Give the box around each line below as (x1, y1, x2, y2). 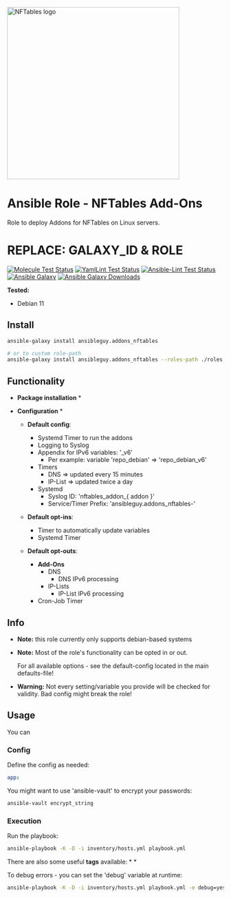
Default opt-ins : (27, 513, 74, 521)
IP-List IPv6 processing (58, 589, 124, 598)
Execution (7, 816, 42, 826)
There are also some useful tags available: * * (7, 857, 137, 866)
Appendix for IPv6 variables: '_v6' (37, 448, 133, 457)
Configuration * (16, 407, 63, 415)
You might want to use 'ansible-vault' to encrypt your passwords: (7, 786, 192, 795)
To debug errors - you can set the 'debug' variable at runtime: (7, 870, 183, 879)
